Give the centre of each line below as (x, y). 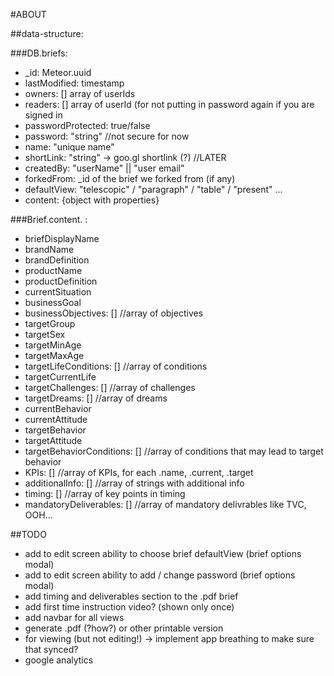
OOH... (38, 515)
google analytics (59, 660)
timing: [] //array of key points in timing (105, 493)
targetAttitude (53, 440)
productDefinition (61, 281)
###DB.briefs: (39, 53)
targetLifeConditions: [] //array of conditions (116, 366)
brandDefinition (57, 260)
